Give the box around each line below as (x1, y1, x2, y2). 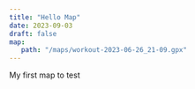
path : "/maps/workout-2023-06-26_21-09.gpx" (20, 46, 188, 55)
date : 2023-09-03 (9, 21, 73, 30)
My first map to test (9, 70, 81, 80)
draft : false (9, 29, 57, 38)
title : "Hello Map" (9, 12, 81, 22)
